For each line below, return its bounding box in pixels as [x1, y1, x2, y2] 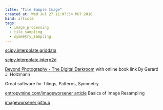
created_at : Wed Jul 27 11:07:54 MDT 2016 [5, 12, 93, 16]
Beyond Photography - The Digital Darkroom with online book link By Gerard [5, 66, 159, 72]
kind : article [5, 16, 34, 21]
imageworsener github [5, 99, 50, 105]
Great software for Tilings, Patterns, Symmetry [5, 80, 99, 86]
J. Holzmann [5, 71, 31, 77]
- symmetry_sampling [9, 34, 51, 39]
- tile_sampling [9, 30, 42, 34]
